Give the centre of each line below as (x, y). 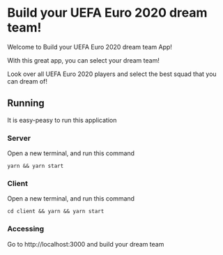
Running (26, 103)
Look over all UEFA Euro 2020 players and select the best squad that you (112, 74)
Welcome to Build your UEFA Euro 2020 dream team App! (90, 47)
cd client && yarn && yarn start (56, 211)
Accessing (26, 229)
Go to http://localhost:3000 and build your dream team (86, 244)
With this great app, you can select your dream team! (84, 60)
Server (19, 138)
